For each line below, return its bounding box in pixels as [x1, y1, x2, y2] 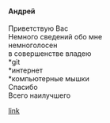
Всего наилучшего [8, 91, 71, 100]
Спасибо [8, 83, 38, 92]
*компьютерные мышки [8, 74, 89, 84]
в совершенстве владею [8, 49, 92, 58]
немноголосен [8, 40, 58, 50]
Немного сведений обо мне [8, 32, 103, 42]
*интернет [8, 65, 44, 75]
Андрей [8, 6, 36, 16]
